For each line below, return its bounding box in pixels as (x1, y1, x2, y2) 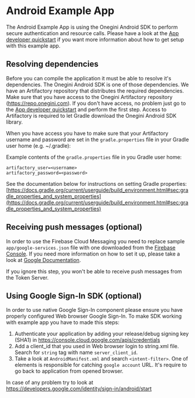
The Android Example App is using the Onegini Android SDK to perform (6, 23, 178, 30)
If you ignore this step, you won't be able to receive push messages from (6, 268, 183, 275)
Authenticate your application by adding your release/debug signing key (14, 330, 189, 338)
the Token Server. (6, 274, 49, 281)
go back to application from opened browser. (14, 368, 124, 375)
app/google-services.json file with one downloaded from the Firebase (6, 244, 176, 251)
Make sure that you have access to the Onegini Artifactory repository (6, 93, 173, 100)
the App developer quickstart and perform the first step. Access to (6, 106, 167, 113)
